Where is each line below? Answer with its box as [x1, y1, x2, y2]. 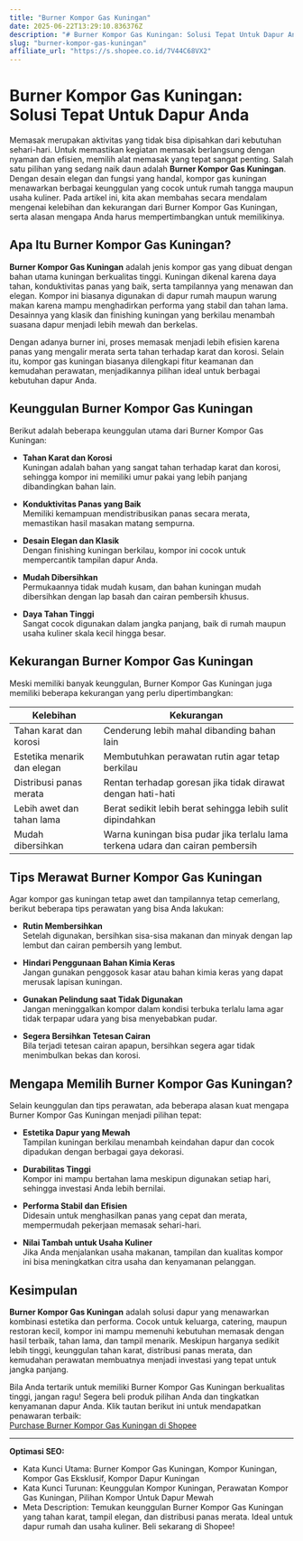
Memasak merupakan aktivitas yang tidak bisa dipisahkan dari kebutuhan [9, 135, 282, 145]
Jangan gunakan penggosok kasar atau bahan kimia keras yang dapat [22, 967, 284, 978]
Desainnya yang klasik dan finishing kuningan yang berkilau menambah [9, 309, 275, 320]
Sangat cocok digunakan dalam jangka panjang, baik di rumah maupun [22, 617, 287, 628]
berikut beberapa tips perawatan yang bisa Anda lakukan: [9, 904, 224, 914]
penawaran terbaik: [9, 1410, 82, 1421]
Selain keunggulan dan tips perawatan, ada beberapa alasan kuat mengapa [9, 1100, 289, 1111]
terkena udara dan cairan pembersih [103, 839, 258, 851]
